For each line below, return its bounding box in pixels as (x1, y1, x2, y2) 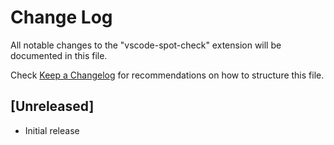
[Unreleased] (10, 98, 95, 115)
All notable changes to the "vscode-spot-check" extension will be (10, 39, 282, 51)
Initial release (24, 124, 80, 136)
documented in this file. (10, 49, 108, 61)
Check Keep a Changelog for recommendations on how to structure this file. (10, 69, 325, 81)
